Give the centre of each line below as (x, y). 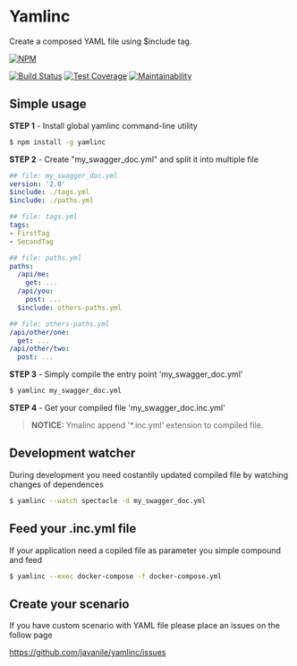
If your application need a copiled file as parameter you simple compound (145, 550)
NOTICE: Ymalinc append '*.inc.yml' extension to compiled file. (147, 425)
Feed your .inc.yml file (73, 529)
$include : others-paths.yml (70, 307)
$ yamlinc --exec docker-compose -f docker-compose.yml (115, 576)
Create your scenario (69, 604)
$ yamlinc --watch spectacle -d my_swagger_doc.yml (107, 500)
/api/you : (35, 291)
